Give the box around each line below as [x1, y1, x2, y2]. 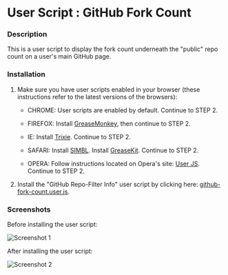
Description [7, 30, 48, 39]
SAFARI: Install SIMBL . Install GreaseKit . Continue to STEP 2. [27, 146, 199, 154]
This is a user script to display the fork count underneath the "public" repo [7, 45, 218, 53]
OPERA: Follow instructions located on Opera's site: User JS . [27, 159, 200, 167]
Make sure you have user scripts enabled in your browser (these [17, 85, 200, 94]
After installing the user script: [7, 247, 93, 256]
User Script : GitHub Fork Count [7, 5, 191, 21]
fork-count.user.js [17, 187, 68, 196]
